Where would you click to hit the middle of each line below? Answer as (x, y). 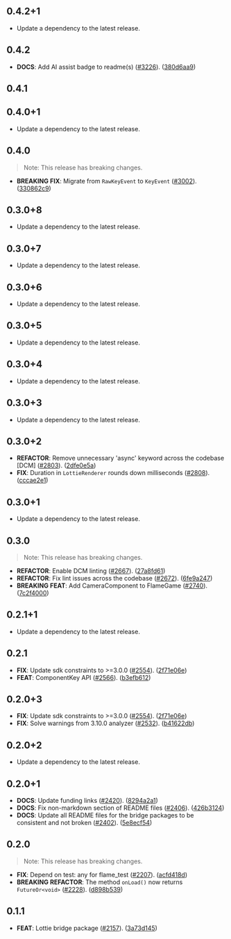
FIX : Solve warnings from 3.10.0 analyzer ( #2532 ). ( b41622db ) (105, 723)
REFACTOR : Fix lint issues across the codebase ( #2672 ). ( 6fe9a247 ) (114, 578)
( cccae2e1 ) (32, 480)
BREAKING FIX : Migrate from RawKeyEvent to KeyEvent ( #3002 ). (106, 181)
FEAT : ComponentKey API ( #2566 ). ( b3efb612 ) (84, 677)
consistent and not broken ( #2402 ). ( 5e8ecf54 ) (84, 823)
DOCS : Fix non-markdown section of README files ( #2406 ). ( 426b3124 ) (120, 808)
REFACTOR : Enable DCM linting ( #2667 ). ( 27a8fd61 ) (91, 571)
